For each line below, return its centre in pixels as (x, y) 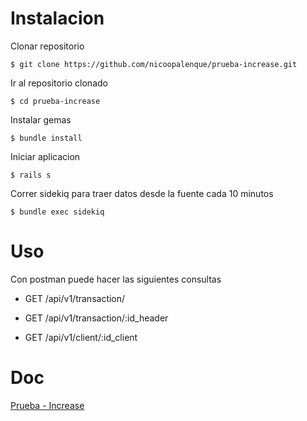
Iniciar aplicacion (45, 156)
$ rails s (31, 175)
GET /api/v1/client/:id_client (81, 337)
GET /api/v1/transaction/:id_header (96, 318)
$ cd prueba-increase (55, 101)
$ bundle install (46, 138)
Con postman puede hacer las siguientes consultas (116, 279)
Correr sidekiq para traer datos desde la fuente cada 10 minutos (142, 193)
